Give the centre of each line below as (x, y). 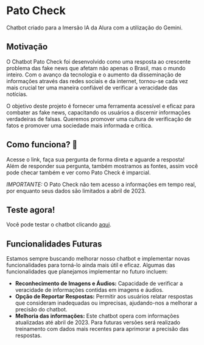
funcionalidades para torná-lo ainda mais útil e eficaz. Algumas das (91, 265)
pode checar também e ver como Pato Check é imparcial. (79, 172)
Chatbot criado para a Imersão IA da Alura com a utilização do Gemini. (94, 28)
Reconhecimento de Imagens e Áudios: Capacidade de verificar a (99, 284)
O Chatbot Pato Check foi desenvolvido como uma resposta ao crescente (98, 61)
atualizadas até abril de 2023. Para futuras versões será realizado (98, 322)
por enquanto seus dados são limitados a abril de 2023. (76, 191)
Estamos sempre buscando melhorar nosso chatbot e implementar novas (98, 259)
